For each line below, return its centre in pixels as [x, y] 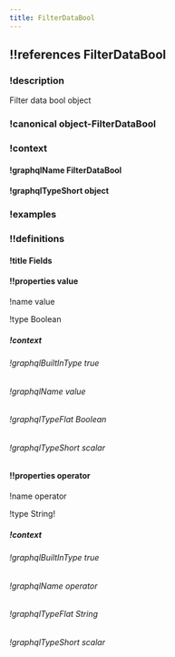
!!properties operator [50, 476]
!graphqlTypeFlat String [53, 614]
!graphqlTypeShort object [59, 191]
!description [37, 80]
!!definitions [37, 239]
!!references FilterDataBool [87, 55]
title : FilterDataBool [52, 18]
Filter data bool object [50, 100]
